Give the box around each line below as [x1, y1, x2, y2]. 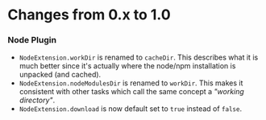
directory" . [19, 95, 56, 106]
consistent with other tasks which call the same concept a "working [19, 87, 245, 97]
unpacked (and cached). [19, 70, 102, 80]
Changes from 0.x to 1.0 [7, 6, 171, 24]
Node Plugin [7, 35, 57, 46]
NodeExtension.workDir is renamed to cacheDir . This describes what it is [19, 52, 259, 62]
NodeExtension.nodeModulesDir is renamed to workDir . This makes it [19, 78, 243, 88]
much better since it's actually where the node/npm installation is [19, 61, 236, 71]
